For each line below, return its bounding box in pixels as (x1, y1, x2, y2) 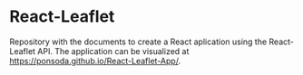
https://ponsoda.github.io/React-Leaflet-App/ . (9, 55, 181, 66)
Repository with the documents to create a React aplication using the (9, 36, 268, 47)
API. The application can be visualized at (37, 45, 190, 56)
